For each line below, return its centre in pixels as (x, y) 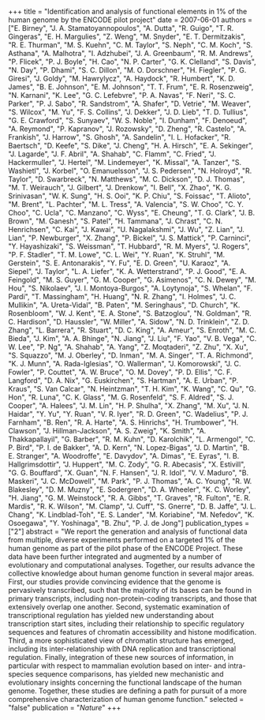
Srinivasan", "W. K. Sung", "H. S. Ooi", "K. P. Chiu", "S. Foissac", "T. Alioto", (129, 196)
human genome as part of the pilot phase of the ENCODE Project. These (125, 548)
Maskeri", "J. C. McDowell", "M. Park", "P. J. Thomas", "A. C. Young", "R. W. (130, 481)
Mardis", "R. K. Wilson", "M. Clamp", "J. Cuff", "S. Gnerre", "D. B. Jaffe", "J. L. (132, 506)
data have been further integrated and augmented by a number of (115, 557)
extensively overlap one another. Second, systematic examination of (119, 607)
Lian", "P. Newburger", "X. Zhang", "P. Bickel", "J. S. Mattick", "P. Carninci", (129, 238)
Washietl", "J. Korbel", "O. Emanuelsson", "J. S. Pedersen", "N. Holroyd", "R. (130, 171)
